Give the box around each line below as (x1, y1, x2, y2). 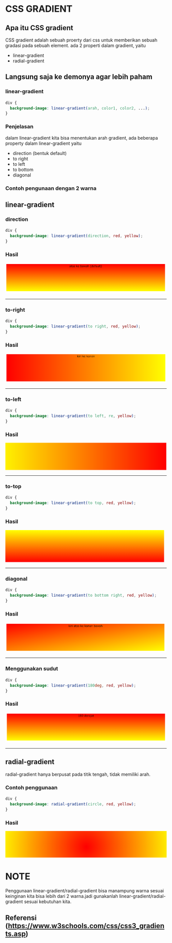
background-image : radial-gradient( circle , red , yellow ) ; (10, 802, 137, 807)
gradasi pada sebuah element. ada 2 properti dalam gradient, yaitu (5, 42, 146, 49)
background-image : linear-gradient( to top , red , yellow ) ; (10, 500, 137, 506)
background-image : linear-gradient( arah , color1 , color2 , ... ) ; (10, 105, 150, 111)
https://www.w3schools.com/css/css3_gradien (8, 922, 165, 930)
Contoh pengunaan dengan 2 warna (5, 185, 97, 192)
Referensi (5, 913, 37, 922)
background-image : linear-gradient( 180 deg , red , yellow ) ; (10, 683, 137, 688)
